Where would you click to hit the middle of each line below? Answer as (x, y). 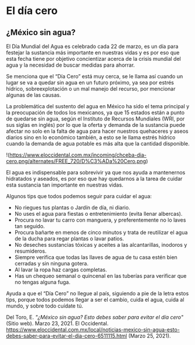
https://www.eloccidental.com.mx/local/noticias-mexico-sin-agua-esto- (93, 330)
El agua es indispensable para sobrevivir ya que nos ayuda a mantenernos (96, 172)
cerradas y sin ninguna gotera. (52, 263)
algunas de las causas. (34, 95)
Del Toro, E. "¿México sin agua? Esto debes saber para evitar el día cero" (95, 317)
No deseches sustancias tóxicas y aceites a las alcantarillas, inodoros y (101, 245)
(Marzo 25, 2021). (149, 336)
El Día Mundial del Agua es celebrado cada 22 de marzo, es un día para (92, 46)
